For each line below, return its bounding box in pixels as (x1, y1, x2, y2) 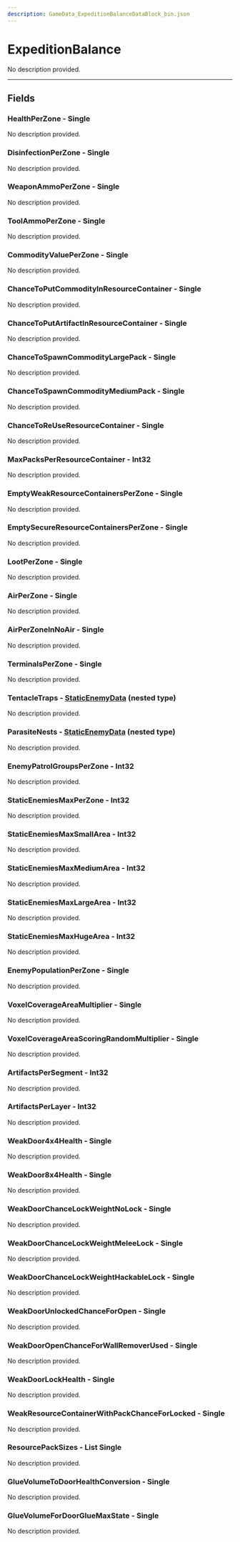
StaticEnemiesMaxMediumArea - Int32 (7, 863, 146, 873)
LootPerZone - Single (7, 557, 83, 567)
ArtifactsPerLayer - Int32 (7, 1102, 96, 1112)
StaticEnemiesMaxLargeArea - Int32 (7, 897, 137, 907)
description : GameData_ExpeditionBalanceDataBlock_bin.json (7, 10, 191, 18)
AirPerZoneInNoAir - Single (7, 625, 105, 635)
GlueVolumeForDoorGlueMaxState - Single (7, 1511, 159, 1521)
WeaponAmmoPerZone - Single (7, 181, 120, 191)
